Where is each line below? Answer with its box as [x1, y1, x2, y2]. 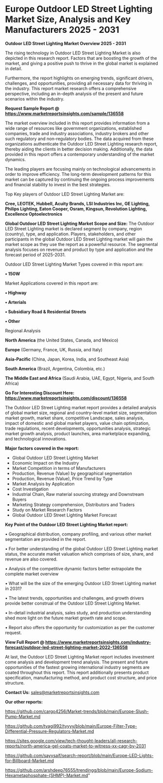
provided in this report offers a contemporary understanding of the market [5, 151, 155, 157]
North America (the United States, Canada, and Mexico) [5, 337, 119, 343]
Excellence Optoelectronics [5, 211, 62, 217]
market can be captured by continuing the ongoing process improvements [5, 176, 155, 182]
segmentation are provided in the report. [5, 536, 86, 542]
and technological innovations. [5, 436, 67, 441]
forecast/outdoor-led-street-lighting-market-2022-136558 [5, 644, 128, 650]
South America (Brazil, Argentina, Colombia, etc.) [5, 366, 105, 371]
